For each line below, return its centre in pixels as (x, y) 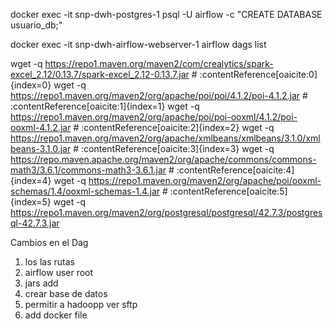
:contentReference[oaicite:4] (235, 170)
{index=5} (31, 202)
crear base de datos (66, 293)
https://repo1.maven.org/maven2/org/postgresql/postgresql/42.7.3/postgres (166, 212)
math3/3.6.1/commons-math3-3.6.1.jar (88, 170)
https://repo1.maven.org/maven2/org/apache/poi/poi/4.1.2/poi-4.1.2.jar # (159, 95)
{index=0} (31, 85)
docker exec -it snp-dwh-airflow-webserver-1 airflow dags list (138, 44)
